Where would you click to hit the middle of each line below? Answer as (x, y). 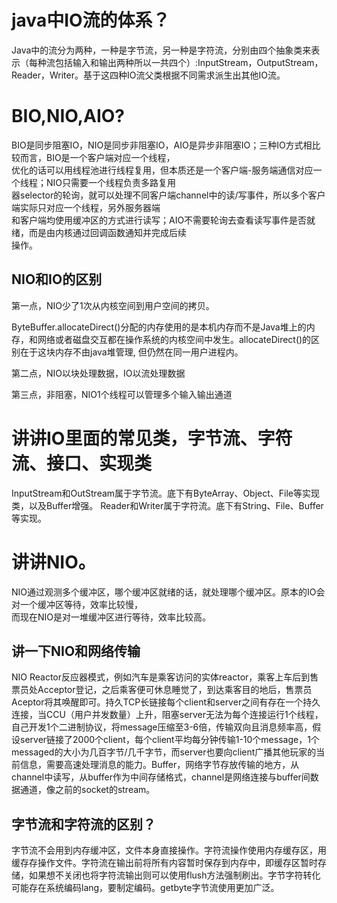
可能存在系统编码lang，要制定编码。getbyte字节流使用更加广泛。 (145, 888)
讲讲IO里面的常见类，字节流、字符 (152, 438)
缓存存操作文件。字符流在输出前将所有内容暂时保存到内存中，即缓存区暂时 (164, 863)
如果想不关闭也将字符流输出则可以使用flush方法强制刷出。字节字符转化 (174, 875)
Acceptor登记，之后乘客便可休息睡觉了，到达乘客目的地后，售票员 (175, 690)
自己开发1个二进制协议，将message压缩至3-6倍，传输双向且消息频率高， (162, 727)
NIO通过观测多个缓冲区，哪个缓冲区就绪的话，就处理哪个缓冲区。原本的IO (164, 592)
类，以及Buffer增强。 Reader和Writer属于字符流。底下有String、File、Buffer (167, 505)
